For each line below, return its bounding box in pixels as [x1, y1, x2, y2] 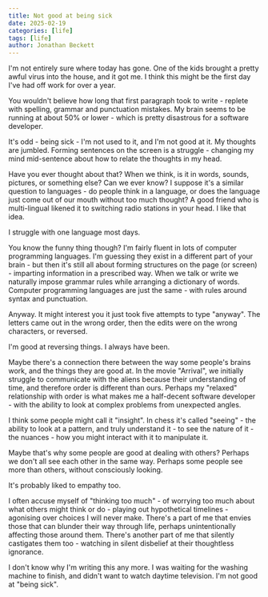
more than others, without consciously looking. [8, 465, 163, 475]
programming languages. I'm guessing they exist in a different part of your [8, 251, 254, 261]
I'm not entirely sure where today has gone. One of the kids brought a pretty [8, 63, 259, 73]
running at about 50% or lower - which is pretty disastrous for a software [8, 113, 250, 122]
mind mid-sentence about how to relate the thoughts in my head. [8, 154, 222, 164]
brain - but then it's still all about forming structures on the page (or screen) [8, 260, 258, 270]
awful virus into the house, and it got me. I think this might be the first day [8, 72, 251, 82]
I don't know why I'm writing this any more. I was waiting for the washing [8, 563, 249, 572]
